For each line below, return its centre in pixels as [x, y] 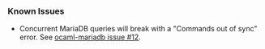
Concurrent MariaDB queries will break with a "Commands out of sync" [138, 29]
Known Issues [36, 11]
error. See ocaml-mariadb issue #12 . [80, 37]
